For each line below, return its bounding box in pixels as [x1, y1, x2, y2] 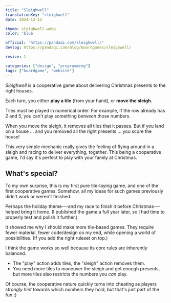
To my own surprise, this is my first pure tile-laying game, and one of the [5, 182, 159, 189]
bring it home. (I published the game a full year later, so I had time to [21, 209, 165, 215]
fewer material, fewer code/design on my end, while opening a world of [5, 229, 156, 236]
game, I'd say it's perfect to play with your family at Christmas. [5, 154, 137, 160]
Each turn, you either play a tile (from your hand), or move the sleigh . [5, 98, 153, 104]
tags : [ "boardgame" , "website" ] [5, 68, 74, 73]
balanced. [5, 250, 27, 257]
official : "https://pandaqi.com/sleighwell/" [5, 40, 104, 45]
